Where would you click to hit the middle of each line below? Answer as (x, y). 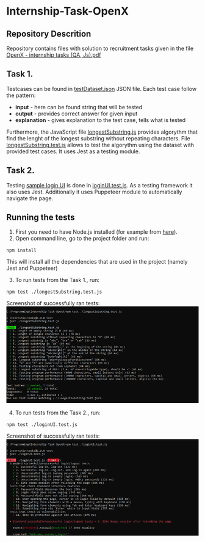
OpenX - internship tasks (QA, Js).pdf (54, 55)
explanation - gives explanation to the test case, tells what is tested (100, 120)
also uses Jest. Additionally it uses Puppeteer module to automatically (94, 192)
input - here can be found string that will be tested (79, 107)
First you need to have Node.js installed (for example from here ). (96, 232)
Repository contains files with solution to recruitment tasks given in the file (100, 48)
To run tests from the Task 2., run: (58, 413)
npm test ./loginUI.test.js (42, 425)
